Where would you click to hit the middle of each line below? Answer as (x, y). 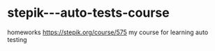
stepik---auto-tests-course (88, 13)
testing (17, 39)
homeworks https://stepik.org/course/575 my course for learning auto (108, 32)
